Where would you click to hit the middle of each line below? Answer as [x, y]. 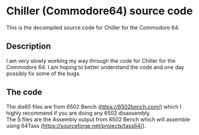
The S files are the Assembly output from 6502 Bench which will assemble [98, 119]
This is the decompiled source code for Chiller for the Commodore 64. [93, 27]
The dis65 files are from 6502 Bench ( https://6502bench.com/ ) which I [94, 106]
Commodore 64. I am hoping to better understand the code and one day [95, 67]
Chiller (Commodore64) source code [99, 11]
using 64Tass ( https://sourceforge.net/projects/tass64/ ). [76, 125]
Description [28, 46]
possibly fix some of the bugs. [43, 73]
